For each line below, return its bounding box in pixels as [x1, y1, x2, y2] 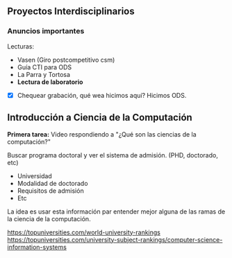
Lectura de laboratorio [17, 78, 83, 86]
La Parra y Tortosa [17, 70, 71, 78]
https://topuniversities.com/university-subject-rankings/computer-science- [7, 235, 223, 243]
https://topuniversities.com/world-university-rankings [7, 228, 161, 237]
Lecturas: [7, 42, 35, 51]
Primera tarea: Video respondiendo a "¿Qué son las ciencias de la [7, 130, 197, 138]
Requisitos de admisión [17, 187, 85, 195]
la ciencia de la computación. [7, 214, 92, 223]
